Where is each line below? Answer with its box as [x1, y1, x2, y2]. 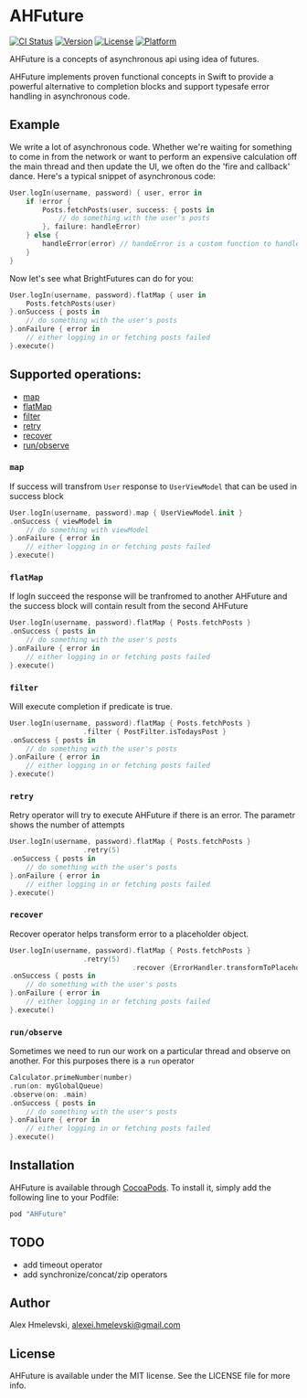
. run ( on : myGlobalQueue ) [9, 1081, 104, 1091]
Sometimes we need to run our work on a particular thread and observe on [9, 1046, 291, 1057]
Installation [9, 1158, 75, 1173]
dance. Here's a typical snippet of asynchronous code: [9, 170, 217, 181]
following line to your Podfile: [9, 1191, 120, 1202]
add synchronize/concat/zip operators [22, 1268, 168, 1280]
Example [9, 117, 60, 133]
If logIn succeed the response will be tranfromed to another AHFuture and [9, 591, 288, 602]
